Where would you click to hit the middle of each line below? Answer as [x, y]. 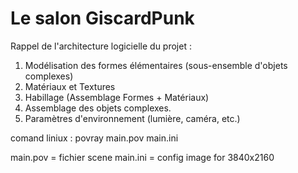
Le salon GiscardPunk [102, 18]
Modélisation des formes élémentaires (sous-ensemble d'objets [156, 65]
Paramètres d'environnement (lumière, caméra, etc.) [132, 118]
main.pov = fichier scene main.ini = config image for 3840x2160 [142, 157]
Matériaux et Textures [70, 86]
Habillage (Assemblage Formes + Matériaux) [117, 97]
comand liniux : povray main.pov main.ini [94, 138]
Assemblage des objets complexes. [98, 108]
